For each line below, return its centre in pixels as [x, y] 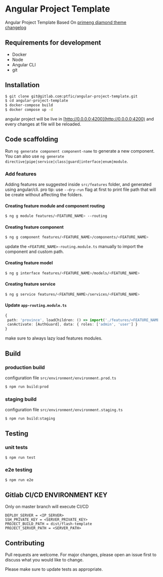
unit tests [16, 448]
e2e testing [19, 470]
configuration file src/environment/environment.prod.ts [61, 378]
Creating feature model [29, 263]
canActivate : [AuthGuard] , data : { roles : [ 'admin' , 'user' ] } [72, 325]
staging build [21, 399]
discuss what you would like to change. [44, 560]
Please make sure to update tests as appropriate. [54, 569]
